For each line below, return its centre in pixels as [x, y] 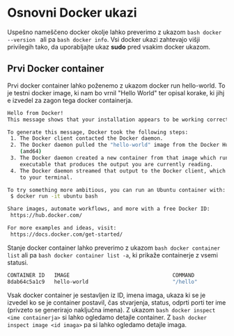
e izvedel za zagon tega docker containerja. [70, 100]
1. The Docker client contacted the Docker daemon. [87, 138]
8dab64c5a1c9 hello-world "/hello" [102, 282]
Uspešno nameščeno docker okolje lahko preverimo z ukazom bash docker [115, 32]
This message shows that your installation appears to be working [106, 120]
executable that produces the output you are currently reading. [117, 164]
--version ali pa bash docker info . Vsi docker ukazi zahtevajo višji [104, 39]
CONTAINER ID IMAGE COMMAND [101, 275]
